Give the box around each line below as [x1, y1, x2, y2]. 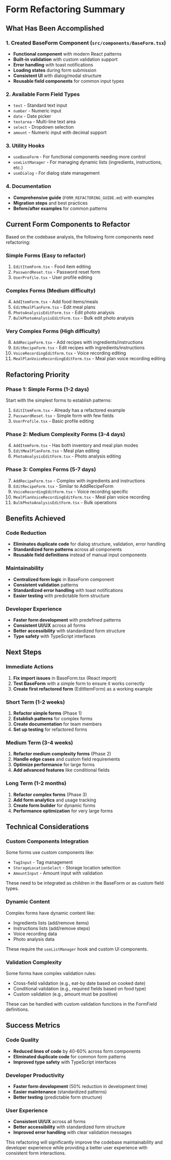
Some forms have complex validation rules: [6, 970, 96, 976]
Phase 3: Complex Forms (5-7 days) [6, 466, 96, 473]
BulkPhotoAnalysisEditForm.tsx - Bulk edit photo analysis [13, 315, 134, 321]
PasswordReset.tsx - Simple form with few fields [13, 413, 114, 419]
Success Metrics [6, 1021, 61, 1030]
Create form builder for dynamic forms [13, 802, 96, 808]
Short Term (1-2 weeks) [6, 698, 65, 705]
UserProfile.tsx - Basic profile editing [13, 418, 94, 424]
